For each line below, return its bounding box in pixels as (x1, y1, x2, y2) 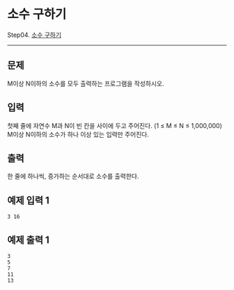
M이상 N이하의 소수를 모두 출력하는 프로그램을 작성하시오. (7, 79, 164, 88)
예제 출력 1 (7, 234, 50, 245)
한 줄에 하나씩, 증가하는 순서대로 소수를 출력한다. (7, 172, 139, 181)
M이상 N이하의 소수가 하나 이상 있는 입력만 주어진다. (7, 130, 150, 138)
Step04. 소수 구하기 (7, 31, 61, 39)
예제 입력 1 (7, 194, 50, 206)
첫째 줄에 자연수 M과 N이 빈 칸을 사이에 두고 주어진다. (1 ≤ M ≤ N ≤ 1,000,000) (7, 121, 223, 129)
